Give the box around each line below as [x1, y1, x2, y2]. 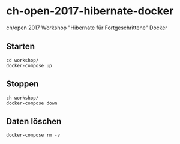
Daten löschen [6, 116, 62, 127]
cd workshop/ [6, 57, 39, 64]
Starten [6, 41, 35, 52]
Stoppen [6, 79, 39, 89]
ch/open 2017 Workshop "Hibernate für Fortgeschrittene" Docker [6, 24, 168, 31]
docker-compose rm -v [6, 132, 61, 139]
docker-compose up [6, 62, 52, 68]
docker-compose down [6, 100, 58, 106]
